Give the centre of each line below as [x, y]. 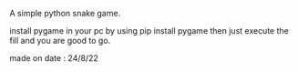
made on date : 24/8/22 [54, 58]
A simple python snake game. [65, 13]
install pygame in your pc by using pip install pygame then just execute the [149, 31]
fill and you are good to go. [60, 41]
